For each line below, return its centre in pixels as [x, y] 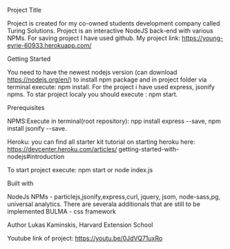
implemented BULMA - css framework [61, 211]
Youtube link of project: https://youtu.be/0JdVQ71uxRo [85, 238]
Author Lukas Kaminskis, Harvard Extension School [80, 225]
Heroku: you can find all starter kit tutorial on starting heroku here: [101, 142]
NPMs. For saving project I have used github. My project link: [94, 38]
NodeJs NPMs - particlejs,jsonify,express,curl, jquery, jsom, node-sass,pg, [114, 197]
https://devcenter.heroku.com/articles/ [62, 149]
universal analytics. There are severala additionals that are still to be [104, 204]
